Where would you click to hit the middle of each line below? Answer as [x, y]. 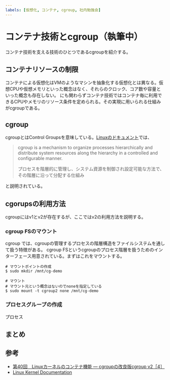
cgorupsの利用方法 [36, 203]
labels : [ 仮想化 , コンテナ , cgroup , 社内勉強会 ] [53, 10]
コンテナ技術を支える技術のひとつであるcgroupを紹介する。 [68, 52]
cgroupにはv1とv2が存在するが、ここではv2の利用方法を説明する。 [76, 217]
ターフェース [19, 256]
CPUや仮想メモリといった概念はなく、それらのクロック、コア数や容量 [83, 89]
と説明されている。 [25, 186]
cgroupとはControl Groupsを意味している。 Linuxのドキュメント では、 [79, 138]
